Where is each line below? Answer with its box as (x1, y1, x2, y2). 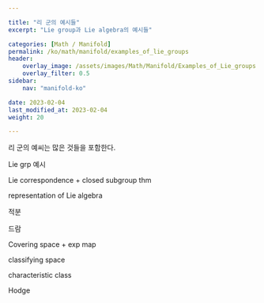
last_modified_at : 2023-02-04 (8, 106, 108, 114)
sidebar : (8, 77, 37, 85)
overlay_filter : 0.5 (22, 70, 90, 78)
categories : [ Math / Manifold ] (8, 40, 111, 48)
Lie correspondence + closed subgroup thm (8, 176, 152, 185)
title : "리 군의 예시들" (8, 18, 81, 26)
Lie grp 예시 (8, 160, 46, 169)
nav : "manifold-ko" (22, 84, 87, 92)
